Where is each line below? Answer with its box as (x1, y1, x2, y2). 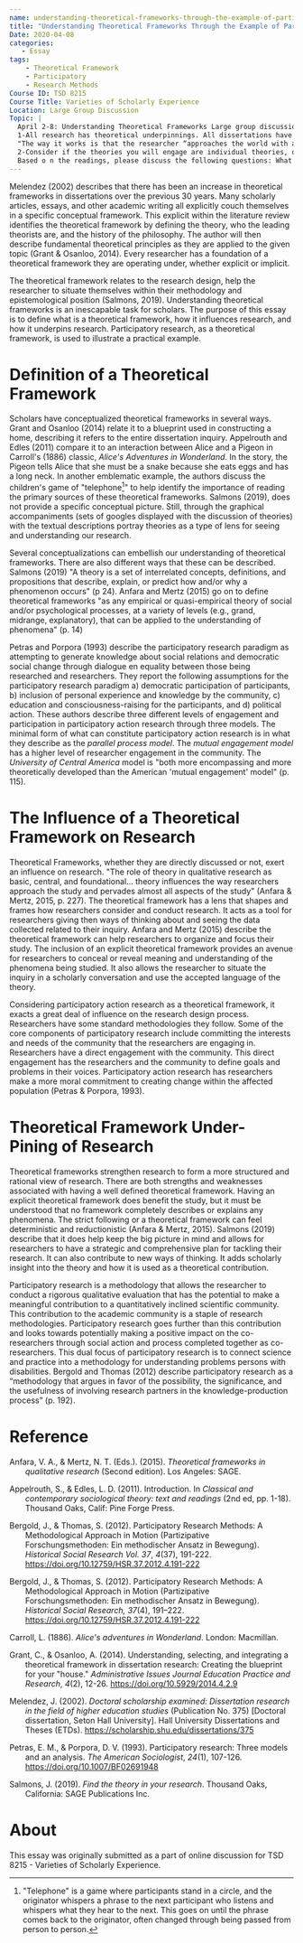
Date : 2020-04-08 (9, 30, 75, 39)
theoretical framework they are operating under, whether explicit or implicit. (9, 257, 290, 268)
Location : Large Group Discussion (9, 106, 140, 115)
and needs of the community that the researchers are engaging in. (9, 1038, 256, 1049)
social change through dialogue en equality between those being (9, 661, 251, 672)
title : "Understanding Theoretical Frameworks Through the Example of (9, 22, 280, 31)
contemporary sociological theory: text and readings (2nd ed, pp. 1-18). (25, 1492, 291, 1504)
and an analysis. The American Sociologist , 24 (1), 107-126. (25, 1752, 243, 1762)
